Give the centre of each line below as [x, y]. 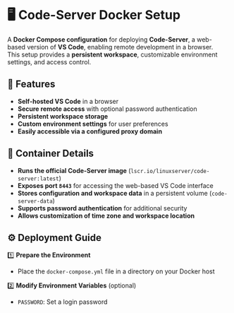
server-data [35, 201]
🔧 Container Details [50, 154]
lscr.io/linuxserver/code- [170, 171]
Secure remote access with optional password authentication [107, 109]
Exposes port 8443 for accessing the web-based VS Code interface [115, 185]
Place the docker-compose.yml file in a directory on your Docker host [116, 271]
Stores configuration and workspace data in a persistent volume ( [115, 193]
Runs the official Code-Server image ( [74, 170]
